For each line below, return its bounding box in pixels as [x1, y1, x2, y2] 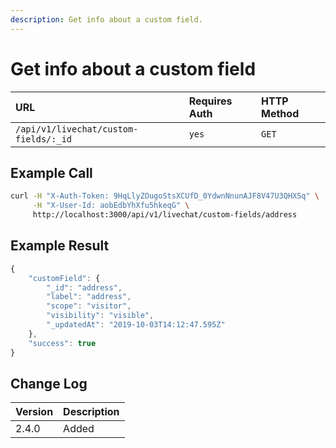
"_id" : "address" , [46, 282, 123, 293]
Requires [188, 94, 233, 108]
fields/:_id [15, 133, 73, 145]
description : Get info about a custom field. [10, 14, 203, 25]
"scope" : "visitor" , [46, 301, 132, 311]
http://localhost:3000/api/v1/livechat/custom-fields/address [32, 210, 298, 220]
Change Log [10, 375, 88, 392]
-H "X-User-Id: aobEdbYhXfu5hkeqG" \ [32, 201, 190, 211]
